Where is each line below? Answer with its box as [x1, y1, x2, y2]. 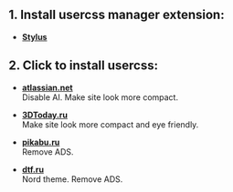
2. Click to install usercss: [8, 58, 159, 74]
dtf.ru [21, 164, 45, 175]
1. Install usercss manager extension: [8, 7, 225, 23]
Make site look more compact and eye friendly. [21, 118, 199, 130]
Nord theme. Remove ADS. [21, 173, 123, 185]
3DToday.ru [21, 109, 69, 120]
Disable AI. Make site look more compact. [21, 91, 179, 103]
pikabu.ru [21, 136, 60, 147]
